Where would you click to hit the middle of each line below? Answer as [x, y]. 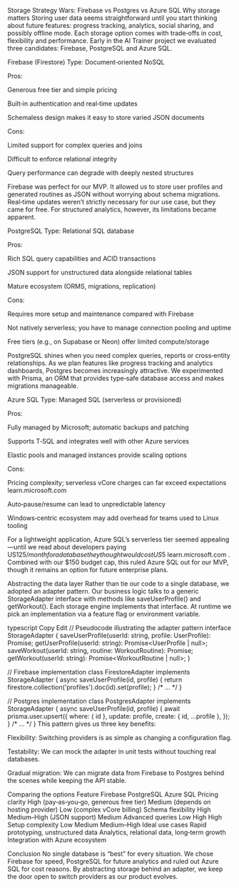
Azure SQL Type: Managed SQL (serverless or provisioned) [95, 400]
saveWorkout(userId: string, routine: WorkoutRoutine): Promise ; [101, 650]
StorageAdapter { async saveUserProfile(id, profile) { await [94, 709]
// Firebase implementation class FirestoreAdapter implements [99, 672]
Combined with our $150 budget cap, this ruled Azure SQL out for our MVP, [118, 562]
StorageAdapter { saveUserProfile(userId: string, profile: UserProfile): [109, 635]
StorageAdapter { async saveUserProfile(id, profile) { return [95, 679]
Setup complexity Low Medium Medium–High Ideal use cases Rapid [107, 825]
